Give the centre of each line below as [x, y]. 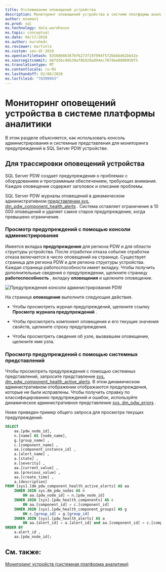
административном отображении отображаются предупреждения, [76, 387]
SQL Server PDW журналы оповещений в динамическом [65, 196]
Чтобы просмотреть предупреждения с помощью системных [70, 371]
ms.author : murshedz [26, 42]
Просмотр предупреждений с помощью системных [72, 354]
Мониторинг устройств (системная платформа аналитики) [67, 564]
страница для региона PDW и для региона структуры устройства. [75, 262]
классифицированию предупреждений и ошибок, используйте [71, 398]
